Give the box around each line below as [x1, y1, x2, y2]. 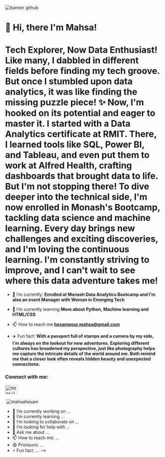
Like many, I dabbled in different [5, 55, 139, 66]
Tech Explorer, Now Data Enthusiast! [5, 44, 158, 56]
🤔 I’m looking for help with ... [12, 424, 70, 430]
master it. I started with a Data [5, 118, 131, 129]
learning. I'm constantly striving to [5, 254, 150, 266]
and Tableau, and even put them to [5, 149, 150, 161]
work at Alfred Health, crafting [5, 160, 132, 171]
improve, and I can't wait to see [5, 265, 135, 276]
